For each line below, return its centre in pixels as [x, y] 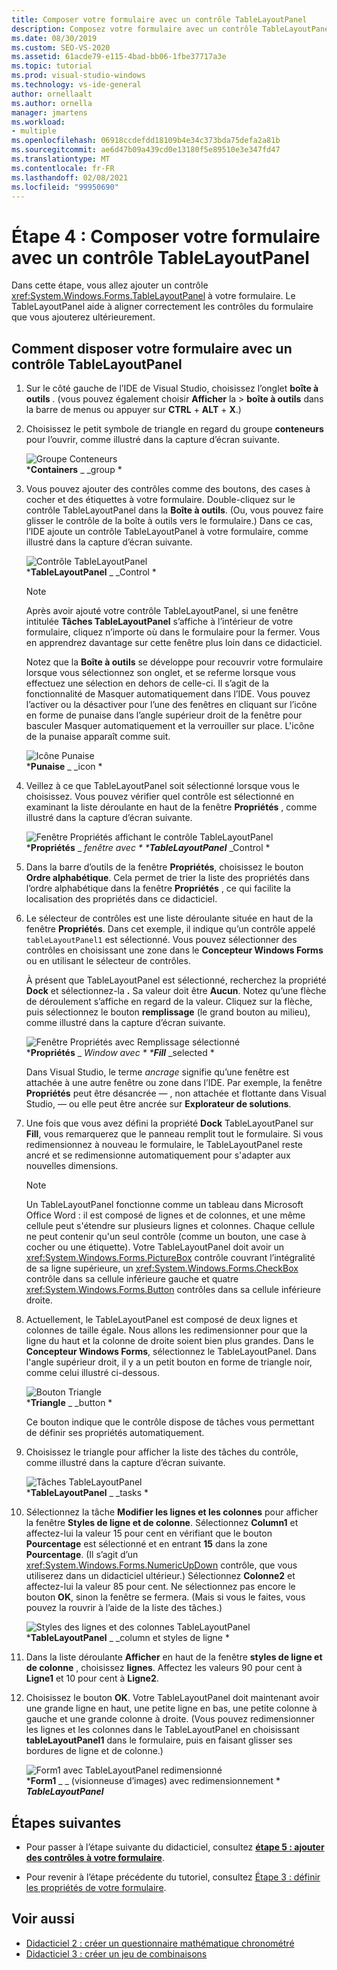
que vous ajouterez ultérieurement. [83, 317]
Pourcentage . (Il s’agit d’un [82, 1555]
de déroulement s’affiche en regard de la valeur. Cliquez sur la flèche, [169, 1002]
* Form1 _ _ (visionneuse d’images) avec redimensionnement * [153, 1781]
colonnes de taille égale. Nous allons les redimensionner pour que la [166, 1330]
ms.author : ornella [52, 103]
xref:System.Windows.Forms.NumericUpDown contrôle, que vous [161, 1565]
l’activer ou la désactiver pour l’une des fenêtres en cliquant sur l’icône [171, 705]
